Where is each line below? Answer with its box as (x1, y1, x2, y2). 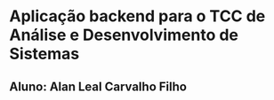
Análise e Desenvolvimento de (9, 25, 238, 45)
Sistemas (9, 44, 80, 64)
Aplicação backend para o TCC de (9, 6, 266, 27)
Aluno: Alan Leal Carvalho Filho (9, 79, 187, 94)
